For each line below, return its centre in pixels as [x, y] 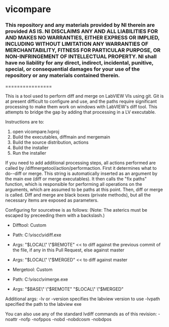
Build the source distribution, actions [51, 143]
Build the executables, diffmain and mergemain [61, 137]
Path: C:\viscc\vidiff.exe [37, 235]
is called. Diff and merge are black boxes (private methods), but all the [78, 195]
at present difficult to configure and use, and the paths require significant [81, 101]
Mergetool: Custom [32, 270]
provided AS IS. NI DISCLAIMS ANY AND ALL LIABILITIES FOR [82, 31]
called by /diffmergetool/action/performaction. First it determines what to [81, 168]
